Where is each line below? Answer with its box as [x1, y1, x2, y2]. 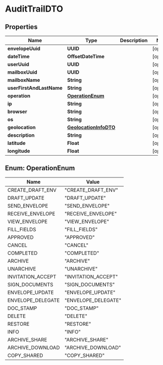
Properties [5, 23, 38, 31]
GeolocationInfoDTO [67, 124, 115, 130]
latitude [7, 140, 26, 146]
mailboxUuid [7, 69, 37, 76]
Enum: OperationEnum [5, 164, 75, 173]
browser [7, 108, 28, 115]
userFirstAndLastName [7, 85, 63, 91]
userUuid [7, 61, 30, 67]
